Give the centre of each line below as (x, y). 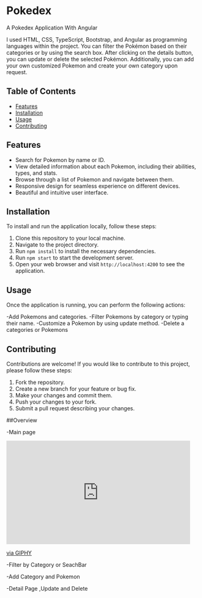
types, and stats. (36, 173)
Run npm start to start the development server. (74, 258)
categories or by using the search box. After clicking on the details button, (100, 52)
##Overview (22, 420)
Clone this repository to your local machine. (70, 238)
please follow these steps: (39, 370)
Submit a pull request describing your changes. (75, 408)
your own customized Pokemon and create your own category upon (92, 66)
